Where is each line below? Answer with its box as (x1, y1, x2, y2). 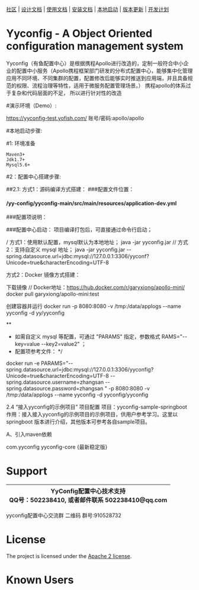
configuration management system (6, 40, 184, 53)
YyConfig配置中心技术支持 (50, 487, 126, 495)
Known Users (6, 573, 74, 587)
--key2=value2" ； (41, 341, 87, 348)
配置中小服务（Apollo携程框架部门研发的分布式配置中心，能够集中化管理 (16, 67, 193, 74)
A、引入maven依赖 (6, 431, 52, 438)
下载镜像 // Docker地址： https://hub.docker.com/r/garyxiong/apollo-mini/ (6, 284, 185, 291)
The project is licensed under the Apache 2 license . (6, 553, 132, 560)
